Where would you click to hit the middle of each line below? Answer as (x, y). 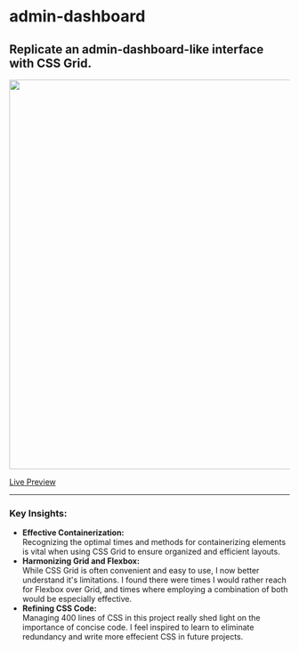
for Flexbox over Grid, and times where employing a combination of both (155, 590)
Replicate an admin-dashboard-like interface (137, 49)
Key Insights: (38, 513)
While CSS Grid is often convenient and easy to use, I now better (141, 571)
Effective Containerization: (73, 533)
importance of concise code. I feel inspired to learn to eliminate (138, 627)
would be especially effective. (77, 599)
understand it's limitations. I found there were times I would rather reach (154, 580)
